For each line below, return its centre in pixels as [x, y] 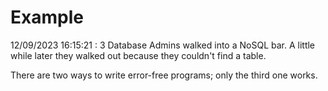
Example [47, 17]
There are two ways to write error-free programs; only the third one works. [164, 75]
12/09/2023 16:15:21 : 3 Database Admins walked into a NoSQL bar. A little [163, 45]
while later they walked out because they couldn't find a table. [138, 55]
